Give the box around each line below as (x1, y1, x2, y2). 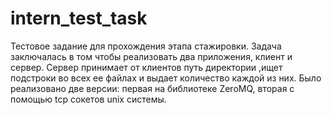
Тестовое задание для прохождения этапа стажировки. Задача (10, 40, 282, 52)
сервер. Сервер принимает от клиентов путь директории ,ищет (10, 61, 283, 73)
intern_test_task (10, 7, 148, 30)
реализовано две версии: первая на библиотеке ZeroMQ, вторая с (10, 82, 295, 94)
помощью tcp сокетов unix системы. (10, 93, 167, 105)
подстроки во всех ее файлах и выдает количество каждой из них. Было (10, 72, 322, 84)
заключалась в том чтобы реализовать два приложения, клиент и (10, 50, 293, 62)
